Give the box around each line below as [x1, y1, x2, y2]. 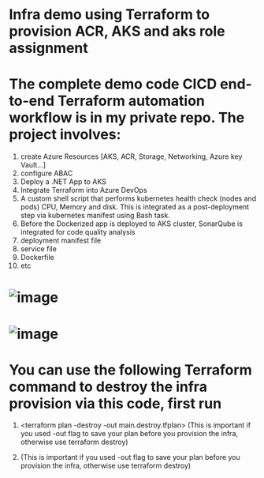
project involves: [9, 126, 121, 144]
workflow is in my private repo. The [9, 109, 245, 127]
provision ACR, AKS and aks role [9, 22, 225, 40]
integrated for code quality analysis [20, 228, 136, 237]
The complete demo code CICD [9, 75, 218, 93]
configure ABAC [20, 168, 73, 179]
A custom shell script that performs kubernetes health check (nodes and [20, 194, 257, 203]
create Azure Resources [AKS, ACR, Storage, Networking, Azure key [20, 152, 243, 161]
